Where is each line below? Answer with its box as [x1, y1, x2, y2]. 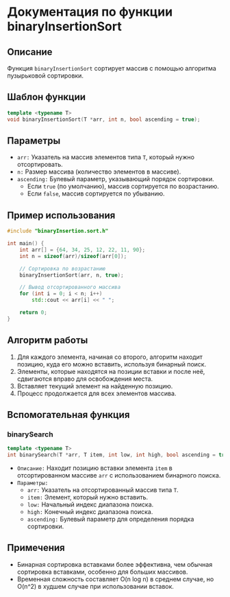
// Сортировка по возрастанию [19, 265, 106, 272]
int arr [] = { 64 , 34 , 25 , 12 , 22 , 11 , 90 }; [19, 246, 146, 253]
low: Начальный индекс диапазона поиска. [27, 500, 154, 508]
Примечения [7, 542, 65, 554]
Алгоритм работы [7, 334, 88, 347]
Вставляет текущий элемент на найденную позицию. [16, 382, 173, 390]
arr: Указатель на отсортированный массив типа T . [27, 486, 179, 494]
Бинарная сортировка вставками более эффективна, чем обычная [16, 560, 213, 568]
